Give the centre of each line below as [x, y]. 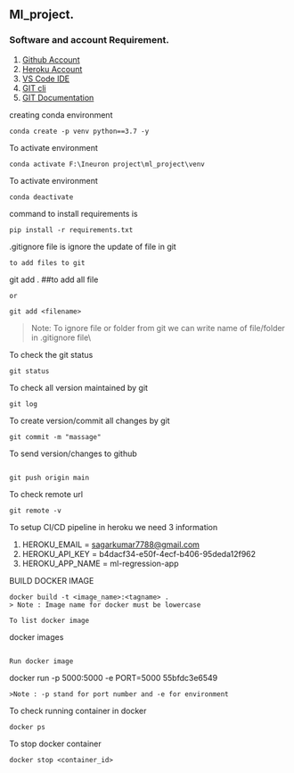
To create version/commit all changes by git [90, 420]
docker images [37, 636]
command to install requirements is [73, 213]
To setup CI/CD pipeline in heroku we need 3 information [114, 527]
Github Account [51, 59]
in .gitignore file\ [61, 337]
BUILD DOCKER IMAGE [52, 580]
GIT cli [34, 87]
